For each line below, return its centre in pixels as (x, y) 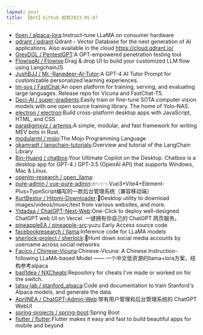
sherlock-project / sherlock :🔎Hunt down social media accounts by (98, 238)
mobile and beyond (39, 325)
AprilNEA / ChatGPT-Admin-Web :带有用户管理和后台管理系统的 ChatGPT (106, 299)
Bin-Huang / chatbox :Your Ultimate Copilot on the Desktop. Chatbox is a (105, 157)
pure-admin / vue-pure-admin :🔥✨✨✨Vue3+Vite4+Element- (90, 184)
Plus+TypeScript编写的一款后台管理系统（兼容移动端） (84, 191)
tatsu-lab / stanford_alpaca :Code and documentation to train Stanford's (105, 285)
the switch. (29, 279)
